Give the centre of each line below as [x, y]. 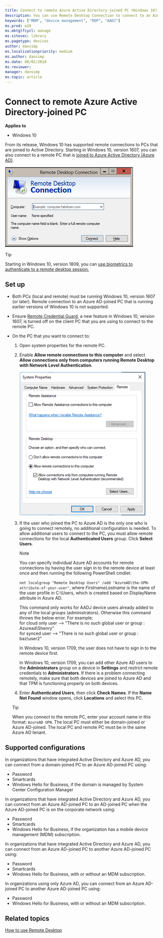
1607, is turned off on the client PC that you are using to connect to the [82, 321]
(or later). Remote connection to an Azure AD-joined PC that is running [82, 301]
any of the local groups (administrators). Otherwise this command [85, 612]
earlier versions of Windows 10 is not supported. [60, 307]
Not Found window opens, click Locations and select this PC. [81, 698]
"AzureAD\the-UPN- [131, 583]
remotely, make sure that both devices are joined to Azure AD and [85, 678]
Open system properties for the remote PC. [62, 345]
